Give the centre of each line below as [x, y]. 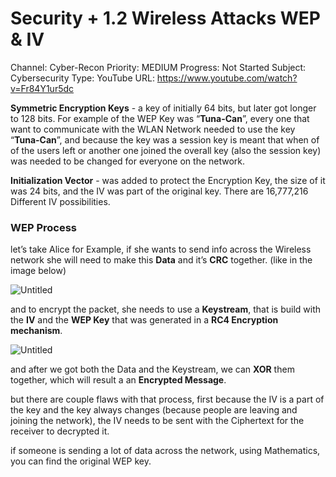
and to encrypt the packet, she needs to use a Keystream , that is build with [166, 309]
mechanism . [36, 331]
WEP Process [43, 227]
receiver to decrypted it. [60, 431]
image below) [38, 271]
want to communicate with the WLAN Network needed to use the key [153, 129]
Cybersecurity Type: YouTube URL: [82, 78]
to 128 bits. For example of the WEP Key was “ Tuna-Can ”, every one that [160, 118]
